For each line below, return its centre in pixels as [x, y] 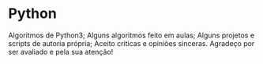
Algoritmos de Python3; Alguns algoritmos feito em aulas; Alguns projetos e [131, 35]
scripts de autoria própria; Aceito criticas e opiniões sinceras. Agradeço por [131, 43]
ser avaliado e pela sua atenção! [61, 52]
